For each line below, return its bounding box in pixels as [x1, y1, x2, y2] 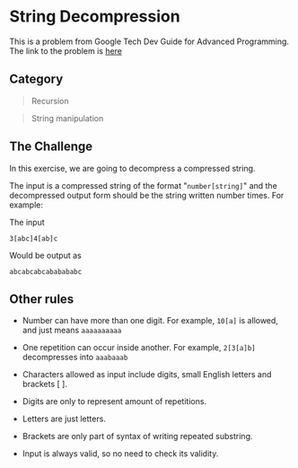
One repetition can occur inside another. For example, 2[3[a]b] [22, 342, 256, 353]
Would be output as [9, 250, 83, 260]
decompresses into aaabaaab [22, 352, 128, 363]
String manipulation [31, 112, 104, 123]
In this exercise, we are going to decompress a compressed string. [9, 163, 256, 173]
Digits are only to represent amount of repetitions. [22, 396, 207, 407]
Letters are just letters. [22, 413, 106, 424]
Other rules [9, 291, 74, 306]
